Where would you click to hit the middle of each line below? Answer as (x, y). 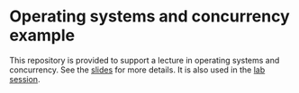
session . (25, 79)
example (42, 35)
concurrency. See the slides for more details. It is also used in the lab (137, 70)
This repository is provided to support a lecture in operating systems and (145, 60)
